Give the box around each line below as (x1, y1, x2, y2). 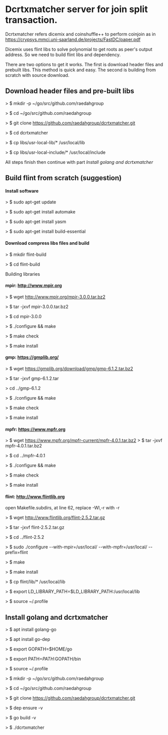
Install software (5, 188, 39, 194)
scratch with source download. (5, 72, 70, 78)
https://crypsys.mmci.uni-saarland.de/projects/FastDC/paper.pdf (5, 36, 141, 42)
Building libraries (5, 271, 40, 277)
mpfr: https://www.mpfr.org (5, 426, 66, 432)
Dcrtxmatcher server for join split (5, 4, 148, 15)
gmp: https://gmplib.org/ (5, 354, 59, 360)
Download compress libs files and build (5, 240, 90, 246)
